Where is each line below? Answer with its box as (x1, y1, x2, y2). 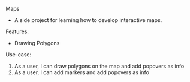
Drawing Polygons (14, 40, 60, 46)
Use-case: (5, 51, 31, 58)
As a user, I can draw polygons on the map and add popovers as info (14, 62, 185, 70)
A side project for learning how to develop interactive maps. (14, 17, 162, 23)
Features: (5, 28, 29, 35)
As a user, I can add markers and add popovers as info (14, 69, 149, 76)
